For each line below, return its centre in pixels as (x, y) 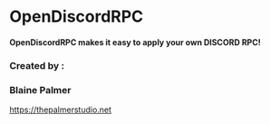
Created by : (37, 65)
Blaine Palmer (40, 90)
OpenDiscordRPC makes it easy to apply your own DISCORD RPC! (135, 42)
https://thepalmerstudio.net (60, 110)
